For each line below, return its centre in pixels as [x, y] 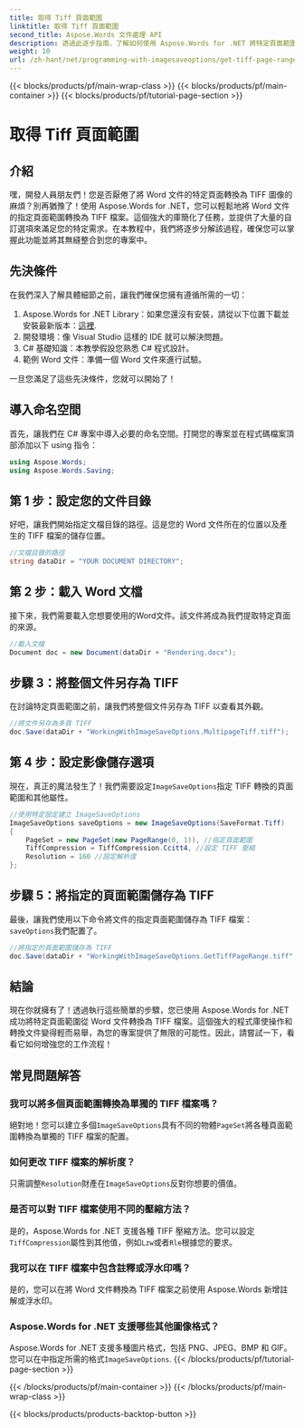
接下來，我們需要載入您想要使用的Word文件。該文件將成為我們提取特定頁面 [150, 615]
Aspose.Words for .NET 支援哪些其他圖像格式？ [114, 1326]
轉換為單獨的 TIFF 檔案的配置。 [75, 1137]
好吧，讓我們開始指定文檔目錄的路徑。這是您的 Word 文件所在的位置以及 [144, 525]
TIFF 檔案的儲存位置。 [68, 536]
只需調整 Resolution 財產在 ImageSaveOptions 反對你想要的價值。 [126, 1183]
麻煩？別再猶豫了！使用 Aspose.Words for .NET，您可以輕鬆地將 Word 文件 [150, 206]
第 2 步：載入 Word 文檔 [76, 592]
